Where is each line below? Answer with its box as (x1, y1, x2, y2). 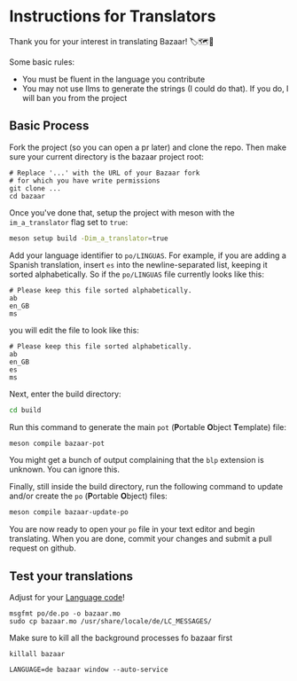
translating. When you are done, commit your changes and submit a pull (9, 534, 272, 544)
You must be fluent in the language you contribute (21, 74, 206, 84)
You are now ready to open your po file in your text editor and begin (9, 524, 255, 535)
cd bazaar (9, 192, 46, 200)
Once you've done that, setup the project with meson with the (9, 207, 235, 218)
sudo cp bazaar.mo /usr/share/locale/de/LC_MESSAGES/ (9, 617, 213, 626)
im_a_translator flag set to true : (9, 216, 129, 227)
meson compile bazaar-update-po (9, 508, 129, 517)
